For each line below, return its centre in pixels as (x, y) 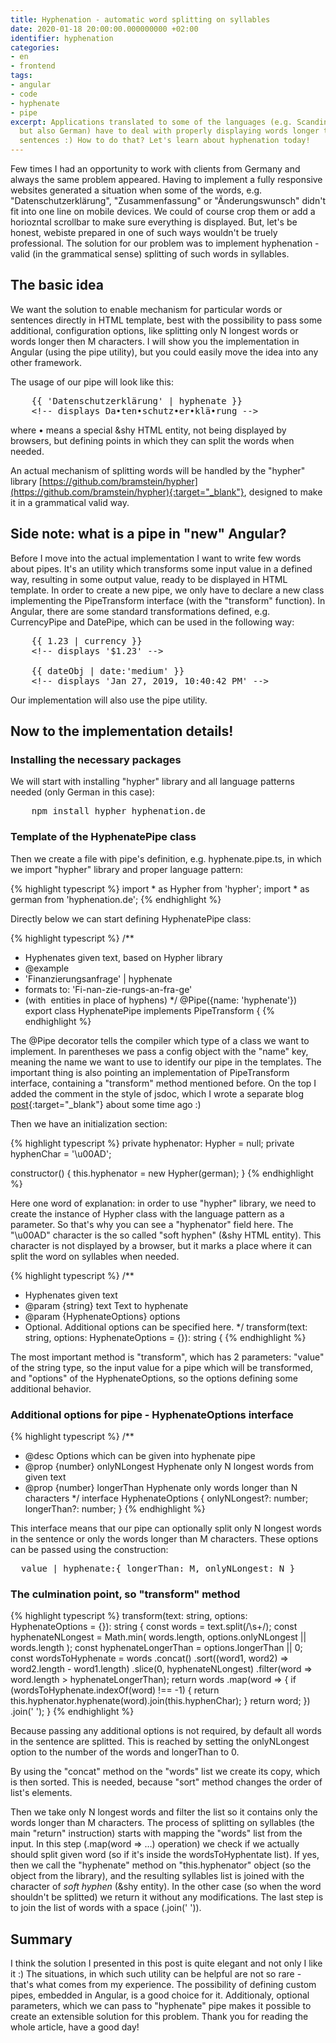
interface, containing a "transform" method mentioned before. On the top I (163, 1083)
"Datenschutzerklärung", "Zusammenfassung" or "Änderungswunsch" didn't (168, 200)
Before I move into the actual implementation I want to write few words (156, 558)
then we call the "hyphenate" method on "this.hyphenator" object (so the (161, 1865)
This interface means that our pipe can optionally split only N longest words (166, 1528)
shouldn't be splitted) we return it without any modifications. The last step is (167, 1897)
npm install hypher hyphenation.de (118, 811)
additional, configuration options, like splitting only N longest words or (154, 330)
